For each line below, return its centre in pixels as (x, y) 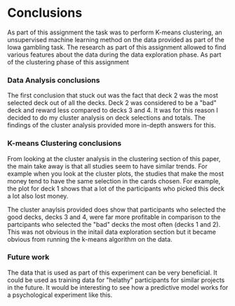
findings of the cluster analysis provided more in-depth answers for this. (112, 125)
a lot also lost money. (38, 196)
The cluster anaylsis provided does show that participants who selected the (116, 209)
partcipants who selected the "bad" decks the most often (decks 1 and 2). (114, 224)
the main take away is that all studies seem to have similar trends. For (108, 166)
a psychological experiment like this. (60, 295)
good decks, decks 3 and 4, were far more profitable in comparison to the (114, 217)
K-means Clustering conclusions (64, 144)
